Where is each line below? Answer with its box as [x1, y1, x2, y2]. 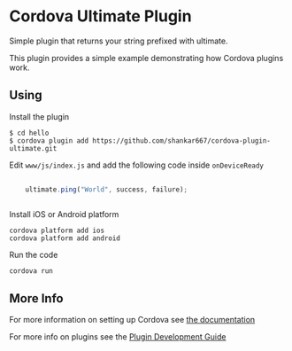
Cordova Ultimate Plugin [9, 6, 192, 27]
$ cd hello [9, 129, 50, 137]
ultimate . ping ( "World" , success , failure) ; [25, 184, 188, 194]
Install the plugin [9, 111, 70, 121]
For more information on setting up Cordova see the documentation [9, 315, 256, 325]
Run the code [9, 250, 58, 261]
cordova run [9, 267, 53, 276]
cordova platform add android [9, 234, 121, 243]
